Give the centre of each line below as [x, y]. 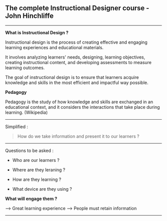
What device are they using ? [42, 189]
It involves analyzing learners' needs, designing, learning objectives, [75, 57]
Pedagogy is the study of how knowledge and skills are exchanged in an [79, 102]
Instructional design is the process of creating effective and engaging [76, 42]
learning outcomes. [25, 68]
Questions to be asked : [29, 150]
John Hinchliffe [29, 16]
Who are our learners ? [36, 160]
